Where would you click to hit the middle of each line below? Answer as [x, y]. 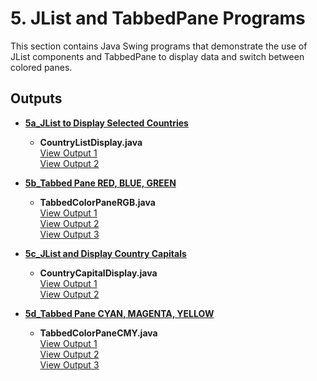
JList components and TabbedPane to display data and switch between [157, 56]
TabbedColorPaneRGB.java [97, 202]
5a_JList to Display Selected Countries [106, 123]
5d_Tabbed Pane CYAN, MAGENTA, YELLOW [119, 313]
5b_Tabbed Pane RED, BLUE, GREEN [100, 183]
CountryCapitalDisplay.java [98, 273]
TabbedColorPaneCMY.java [98, 333]
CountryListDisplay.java [91, 142]
